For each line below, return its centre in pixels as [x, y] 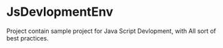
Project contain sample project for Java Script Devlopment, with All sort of [111, 31]
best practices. [27, 38]
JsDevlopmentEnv [60, 12]
